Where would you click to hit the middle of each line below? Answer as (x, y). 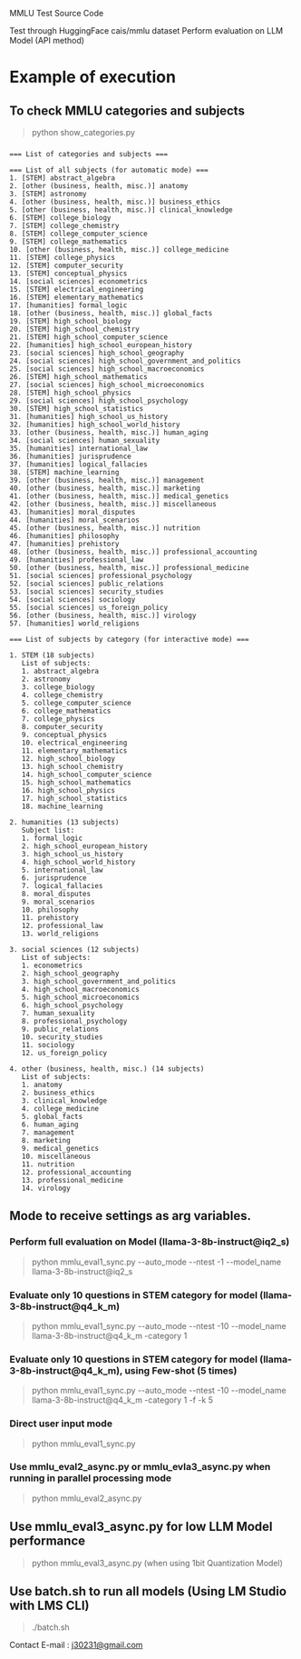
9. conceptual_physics (64, 735)
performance (48, 1541)
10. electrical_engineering (74, 743)
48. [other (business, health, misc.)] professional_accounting (133, 552)
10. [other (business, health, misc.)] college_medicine (119, 249)
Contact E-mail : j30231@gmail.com (76, 1645)
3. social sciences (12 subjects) (75, 949)
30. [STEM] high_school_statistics (77, 408)
